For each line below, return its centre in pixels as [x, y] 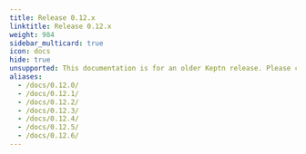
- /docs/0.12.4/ [48, 119]
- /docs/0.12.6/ [48, 136]
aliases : [26, 77]
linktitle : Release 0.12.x [61, 26]
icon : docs [30, 52]
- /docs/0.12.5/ [48, 128]
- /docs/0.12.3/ [48, 111]
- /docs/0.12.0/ [48, 85]
